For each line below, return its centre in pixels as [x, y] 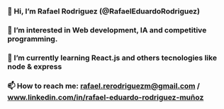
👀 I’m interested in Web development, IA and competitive [107, 30]
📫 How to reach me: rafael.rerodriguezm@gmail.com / [104, 86]
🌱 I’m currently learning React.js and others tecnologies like [112, 58]
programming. [33, 39]
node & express [35, 66]
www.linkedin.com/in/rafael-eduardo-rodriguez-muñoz [106, 97]
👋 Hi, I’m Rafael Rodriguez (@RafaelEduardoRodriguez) [104, 11]
